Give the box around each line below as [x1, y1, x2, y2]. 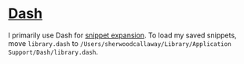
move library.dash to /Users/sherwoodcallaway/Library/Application [8, 38, 231, 48]
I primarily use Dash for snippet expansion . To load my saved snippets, [8, 30, 237, 40]
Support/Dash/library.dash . [8, 47, 99, 56]
